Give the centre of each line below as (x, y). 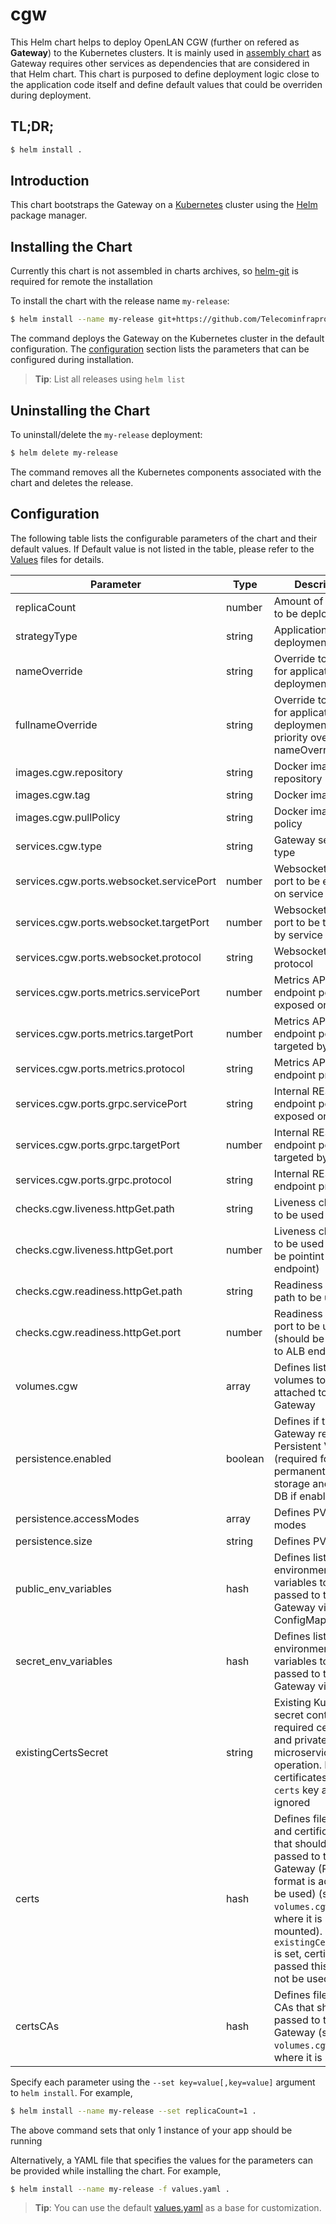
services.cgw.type (59, 846)
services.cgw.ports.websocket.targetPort (112, 922)
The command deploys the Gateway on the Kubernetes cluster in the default (167, 339)
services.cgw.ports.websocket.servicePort (116, 881)
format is (294, 1881)
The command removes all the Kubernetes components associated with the (166, 472)
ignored (292, 1802)
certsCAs (37, 2026)
